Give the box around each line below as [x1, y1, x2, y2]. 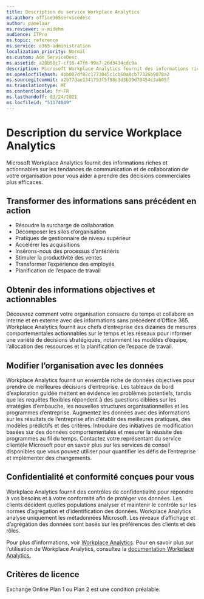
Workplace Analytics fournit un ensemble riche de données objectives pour [6, 377, 195, 384]
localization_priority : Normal [6, 49, 86, 55]
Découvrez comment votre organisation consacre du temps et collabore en [6, 310, 194, 317]
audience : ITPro [6, 32, 47, 38]
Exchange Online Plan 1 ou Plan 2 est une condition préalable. [6, 586, 161, 593]
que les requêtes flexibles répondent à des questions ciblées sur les [6, 396, 177, 403]
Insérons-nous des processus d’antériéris [15, 247, 120, 255]
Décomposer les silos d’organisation [15, 228, 106, 235]
